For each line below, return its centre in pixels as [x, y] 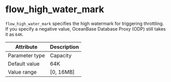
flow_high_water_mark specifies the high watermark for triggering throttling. [85, 23]
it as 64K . [15, 34]
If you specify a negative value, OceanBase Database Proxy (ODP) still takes [86, 29]
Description [64, 47]
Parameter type [26, 56]
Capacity [61, 56]
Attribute [26, 47]
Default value [24, 64]
